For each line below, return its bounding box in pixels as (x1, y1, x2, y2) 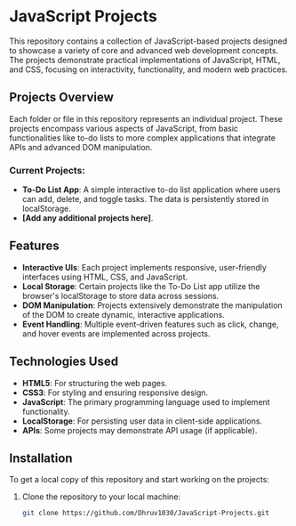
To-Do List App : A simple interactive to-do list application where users (21, 184, 281, 195)
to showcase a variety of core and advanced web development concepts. (9, 45, 279, 55)
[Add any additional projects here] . (21, 213, 154, 223)
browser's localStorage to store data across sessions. (21, 290, 220, 301)
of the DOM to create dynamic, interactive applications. (21, 309, 225, 320)
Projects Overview (9, 90, 114, 105)
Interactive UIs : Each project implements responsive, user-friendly (21, 262, 267, 272)
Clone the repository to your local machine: (21, 491, 180, 502)
